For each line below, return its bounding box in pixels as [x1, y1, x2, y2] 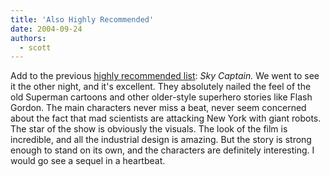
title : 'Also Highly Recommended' [10, 14, 155, 25]
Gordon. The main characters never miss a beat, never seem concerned [10, 102, 307, 114]
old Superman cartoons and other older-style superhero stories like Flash [10, 91, 313, 103]
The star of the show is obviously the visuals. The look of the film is [10, 123, 288, 135]
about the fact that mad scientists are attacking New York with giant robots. [10, 112, 322, 125]
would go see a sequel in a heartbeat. [10, 155, 166, 167]
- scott [19, 42, 52, 53]
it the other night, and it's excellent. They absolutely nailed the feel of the [10, 81, 312, 93]
